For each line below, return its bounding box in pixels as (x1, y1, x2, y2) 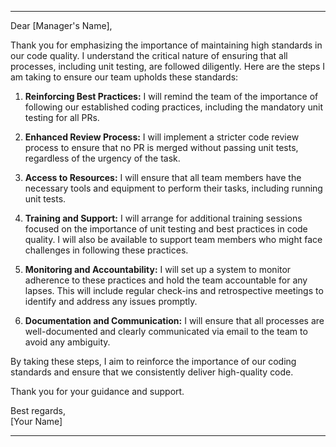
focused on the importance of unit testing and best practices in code (24, 223, 308, 235)
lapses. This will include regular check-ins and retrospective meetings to (24, 285, 324, 296)
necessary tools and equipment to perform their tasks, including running (24, 182, 323, 194)
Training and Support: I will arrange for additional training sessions (24, 212, 303, 224)
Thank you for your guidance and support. (10, 386, 185, 397)
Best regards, (10, 405, 66, 416)
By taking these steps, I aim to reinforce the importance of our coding (10, 356, 297, 367)
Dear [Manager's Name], (10, 20, 113, 31)
